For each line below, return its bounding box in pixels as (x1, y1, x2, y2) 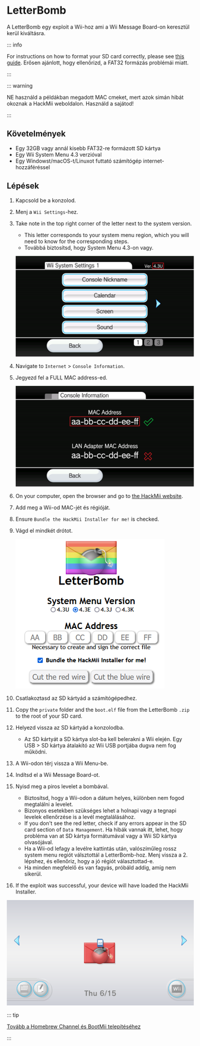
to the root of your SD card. (15, 712, 82, 720)
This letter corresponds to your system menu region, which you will (24, 231, 189, 238)
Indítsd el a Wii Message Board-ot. (15, 771, 100, 778)
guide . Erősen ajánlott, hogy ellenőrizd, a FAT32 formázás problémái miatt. (7, 59, 189, 66)
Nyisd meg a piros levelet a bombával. (15, 783, 109, 790)
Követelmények (7, 129, 66, 139)
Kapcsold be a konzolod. (15, 197, 77, 204)
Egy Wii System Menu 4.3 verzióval (15, 151, 102, 158)
